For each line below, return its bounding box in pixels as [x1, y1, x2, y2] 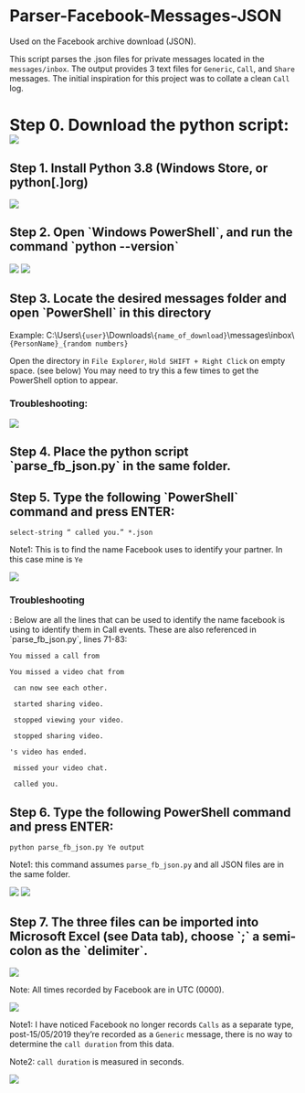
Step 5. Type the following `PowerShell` [9, 489, 239, 505]
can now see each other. [13, 683, 108, 693]
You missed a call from [9, 651, 100, 661]
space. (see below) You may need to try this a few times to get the [9, 365, 259, 376]
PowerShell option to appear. [9, 374, 119, 385]
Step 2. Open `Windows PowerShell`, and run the [9, 225, 293, 241]
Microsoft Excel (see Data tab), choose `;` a [9, 928, 260, 944]
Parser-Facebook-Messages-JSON [9, 5, 282, 27]
